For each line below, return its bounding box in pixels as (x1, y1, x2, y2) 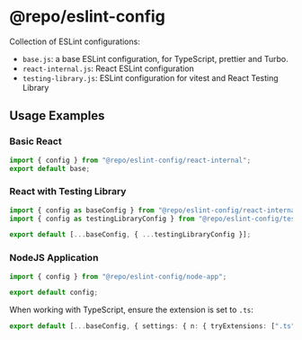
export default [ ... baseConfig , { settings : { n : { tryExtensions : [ (9, 322, 276, 331)
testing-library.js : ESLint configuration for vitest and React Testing (22, 72, 279, 83)
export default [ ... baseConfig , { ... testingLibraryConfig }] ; (9, 230, 252, 239)
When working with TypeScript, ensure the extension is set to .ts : (9, 304, 254, 316)
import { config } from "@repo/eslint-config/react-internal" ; (9, 156, 252, 165)
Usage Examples (9, 108, 105, 123)
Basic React (9, 135, 62, 148)
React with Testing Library (9, 185, 127, 198)
